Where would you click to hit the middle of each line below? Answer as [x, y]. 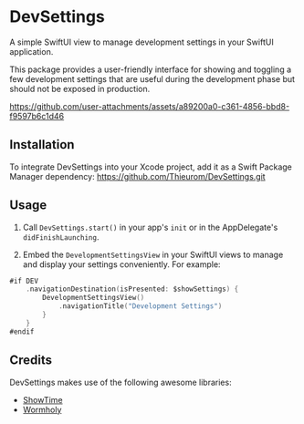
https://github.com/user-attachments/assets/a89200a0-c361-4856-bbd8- [150, 106]
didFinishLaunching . [61, 237]
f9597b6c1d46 [37, 116]
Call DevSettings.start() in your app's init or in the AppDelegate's [150, 227]
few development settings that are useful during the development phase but [152, 78]
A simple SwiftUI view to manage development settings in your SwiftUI [142, 42]
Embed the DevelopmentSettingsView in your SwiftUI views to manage [153, 254]
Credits [31, 361]
